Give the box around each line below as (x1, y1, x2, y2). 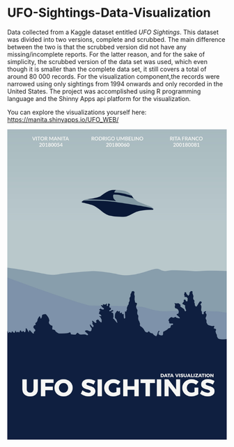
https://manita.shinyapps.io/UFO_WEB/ (7, 115, 119, 123)
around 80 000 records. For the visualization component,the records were (7, 72, 220, 81)
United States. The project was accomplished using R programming (7, 87, 201, 95)
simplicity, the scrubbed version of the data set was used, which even (7, 57, 208, 65)
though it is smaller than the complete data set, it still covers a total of (7, 65, 207, 73)
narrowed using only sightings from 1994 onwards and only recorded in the (7, 79, 224, 88)
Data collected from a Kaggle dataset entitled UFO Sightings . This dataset (7, 28, 219, 36)
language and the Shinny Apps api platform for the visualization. (7, 94, 192, 102)
